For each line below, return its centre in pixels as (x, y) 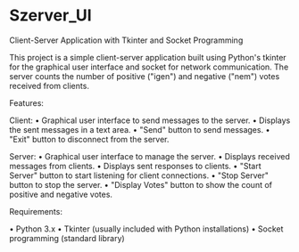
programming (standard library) (67, 238)
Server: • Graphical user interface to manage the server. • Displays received (149, 156)
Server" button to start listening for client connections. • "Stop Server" (139, 175)
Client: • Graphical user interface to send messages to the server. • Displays (150, 120)
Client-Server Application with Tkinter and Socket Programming (126, 40)
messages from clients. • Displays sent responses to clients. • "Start (135, 166)
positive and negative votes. (61, 194)
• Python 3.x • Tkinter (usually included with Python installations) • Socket (146, 229)
